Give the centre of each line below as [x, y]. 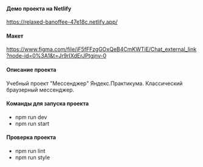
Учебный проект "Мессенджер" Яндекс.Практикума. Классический [95, 83]
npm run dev [31, 117]
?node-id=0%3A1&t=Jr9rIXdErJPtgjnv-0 [57, 56]
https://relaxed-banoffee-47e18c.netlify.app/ [62, 22]
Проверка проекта [31, 137]
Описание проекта [31, 70]
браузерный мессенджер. [40, 90]
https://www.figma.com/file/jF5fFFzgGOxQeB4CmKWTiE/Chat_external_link [101, 49]
